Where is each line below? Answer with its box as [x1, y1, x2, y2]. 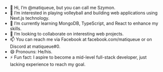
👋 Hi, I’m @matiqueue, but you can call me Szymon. [9, 5, 115, 10]
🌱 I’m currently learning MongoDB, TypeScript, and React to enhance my [9, 20, 159, 26]
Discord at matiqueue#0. [9, 43, 60, 49]
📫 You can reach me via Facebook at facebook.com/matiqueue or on [9, 36, 152, 42]
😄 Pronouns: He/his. [9, 49, 53, 54]
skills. [9, 26, 22, 32]
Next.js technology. [9, 15, 50, 21]
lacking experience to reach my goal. [9, 62, 86, 67]
